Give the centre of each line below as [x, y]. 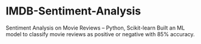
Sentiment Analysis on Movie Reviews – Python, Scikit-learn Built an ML [95, 28]
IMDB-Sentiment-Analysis [73, 11]
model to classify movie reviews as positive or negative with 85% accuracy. [100, 34]
